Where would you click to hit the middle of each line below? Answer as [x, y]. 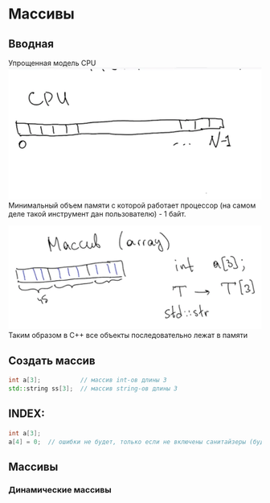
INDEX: [27, 414]
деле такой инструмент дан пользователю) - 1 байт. [97, 214]
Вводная [31, 44]
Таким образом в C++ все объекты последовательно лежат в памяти [128, 336]
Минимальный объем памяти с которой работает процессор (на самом [132, 205]
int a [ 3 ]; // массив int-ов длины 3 [88, 380]
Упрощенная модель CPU [52, 63]
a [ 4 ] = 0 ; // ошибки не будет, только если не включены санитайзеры [127, 442]
